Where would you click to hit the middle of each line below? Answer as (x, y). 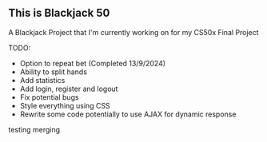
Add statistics (42, 80)
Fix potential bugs (49, 97)
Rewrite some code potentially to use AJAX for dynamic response (128, 114)
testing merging (34, 129)
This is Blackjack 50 (59, 13)
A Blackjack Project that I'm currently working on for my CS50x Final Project (133, 32)
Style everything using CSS (65, 105)
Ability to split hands (54, 72)
